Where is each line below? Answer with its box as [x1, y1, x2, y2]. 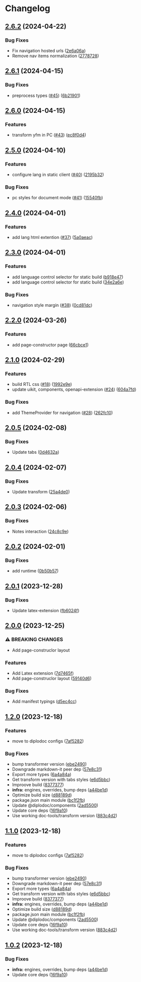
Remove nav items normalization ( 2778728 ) [12, 53, 99, 59]
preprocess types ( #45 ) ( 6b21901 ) [12, 93, 81, 98]
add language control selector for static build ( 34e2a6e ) [12, 279, 125, 285]
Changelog [5, 3, 50, 14]
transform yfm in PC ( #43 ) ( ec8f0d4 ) [12, 132, 86, 138]
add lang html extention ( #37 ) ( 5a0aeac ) [12, 234, 93, 240]
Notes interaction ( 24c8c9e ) [12, 528, 69, 534]
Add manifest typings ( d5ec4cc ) [12, 698, 77, 704]
